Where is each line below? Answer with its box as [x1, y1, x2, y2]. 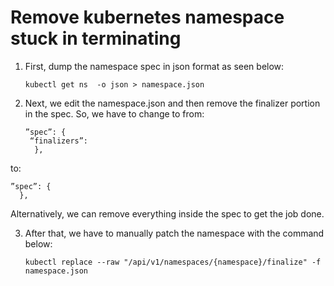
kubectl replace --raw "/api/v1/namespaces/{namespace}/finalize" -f [24, 257, 322, 267]
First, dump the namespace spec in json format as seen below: [24, 60, 285, 72]
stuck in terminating [10, 27, 182, 50]
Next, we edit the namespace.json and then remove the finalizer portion [24, 97, 321, 109]
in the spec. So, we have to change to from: [24, 107, 205, 120]
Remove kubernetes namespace [10, 6, 285, 29]
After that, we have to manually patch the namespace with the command [24, 227, 325, 239]
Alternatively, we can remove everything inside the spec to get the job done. [10, 207, 325, 220]
